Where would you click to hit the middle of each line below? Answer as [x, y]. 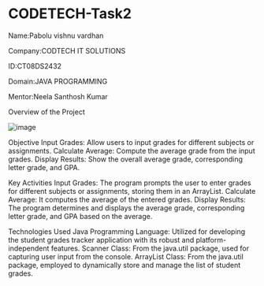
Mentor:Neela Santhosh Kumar [58, 96]
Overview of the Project [46, 112]
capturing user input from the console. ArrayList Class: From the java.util [126, 256]
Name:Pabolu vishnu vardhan [56, 35]
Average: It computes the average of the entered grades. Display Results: [127, 199]
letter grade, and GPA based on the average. [80, 216]
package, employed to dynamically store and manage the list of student [125, 265]
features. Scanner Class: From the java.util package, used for [150, 248]
